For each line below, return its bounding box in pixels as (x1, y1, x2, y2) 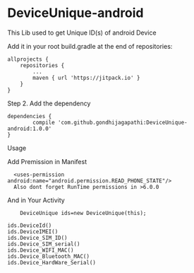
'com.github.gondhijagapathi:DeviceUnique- (57, 119, 188, 126)
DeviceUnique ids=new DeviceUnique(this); (20, 209, 147, 216)
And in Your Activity (7, 196, 65, 204)
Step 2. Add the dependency (7, 99, 91, 108)
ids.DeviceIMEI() (7, 228, 59, 235)
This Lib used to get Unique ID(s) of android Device (7, 28, 157, 37)
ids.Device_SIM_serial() (7, 240, 80, 248)
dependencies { (7, 112, 52, 120)
